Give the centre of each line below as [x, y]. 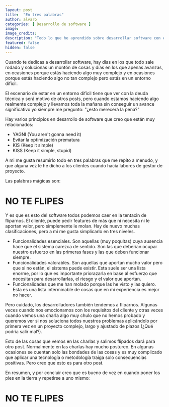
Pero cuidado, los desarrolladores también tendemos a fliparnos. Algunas [81, 304]
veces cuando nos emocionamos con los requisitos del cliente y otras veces [84, 310]
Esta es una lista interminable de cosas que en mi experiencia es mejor [86, 289]
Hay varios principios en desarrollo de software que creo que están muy [80, 119]
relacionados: [19, 124]
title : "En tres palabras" [35, 15]
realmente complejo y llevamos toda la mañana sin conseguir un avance [80, 104]
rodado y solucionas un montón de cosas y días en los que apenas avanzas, [84, 67]
